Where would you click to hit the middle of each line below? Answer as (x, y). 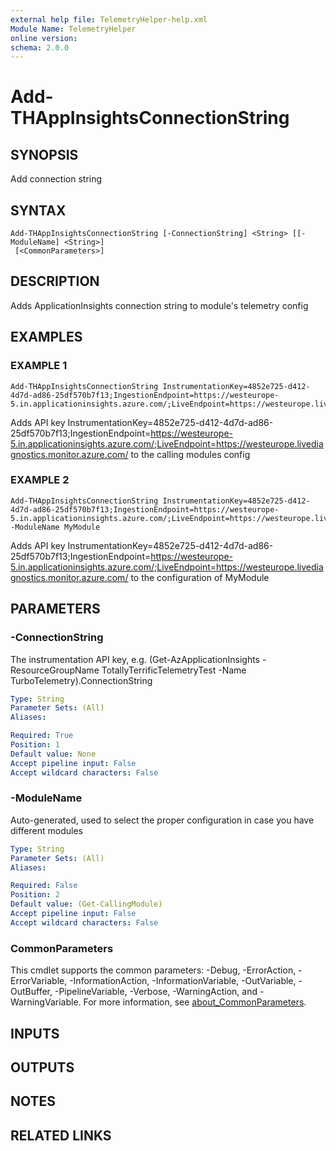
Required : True (42, 736)
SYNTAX (38, 210)
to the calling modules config (190, 454)
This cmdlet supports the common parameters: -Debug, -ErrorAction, (153, 970)
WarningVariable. (46, 1002)
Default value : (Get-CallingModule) (86, 904)
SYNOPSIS (44, 154)
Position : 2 (35, 895)
